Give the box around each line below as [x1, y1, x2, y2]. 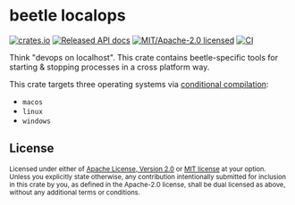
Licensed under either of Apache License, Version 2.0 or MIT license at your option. [9, 164, 266, 174]
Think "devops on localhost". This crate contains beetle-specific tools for [9, 52, 279, 62]
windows [21, 117, 51, 126]
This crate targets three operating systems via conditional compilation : [9, 78, 269, 89]
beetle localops [9, 5, 127, 26]
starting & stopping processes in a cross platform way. [9, 61, 210, 72]
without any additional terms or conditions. [9, 188, 140, 197]
